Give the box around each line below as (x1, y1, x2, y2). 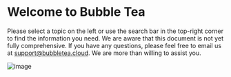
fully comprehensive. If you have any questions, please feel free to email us (7, 41, 222, 49)
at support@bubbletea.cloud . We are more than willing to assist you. (7, 49, 201, 57)
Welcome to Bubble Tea (7, 4, 146, 20)
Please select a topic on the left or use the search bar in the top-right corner (7, 27, 224, 35)
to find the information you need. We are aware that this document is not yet (7, 34, 224, 42)
